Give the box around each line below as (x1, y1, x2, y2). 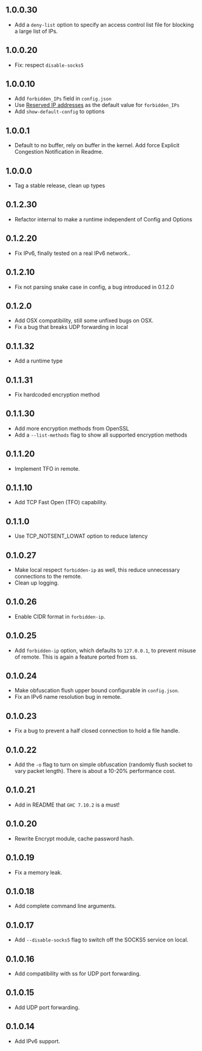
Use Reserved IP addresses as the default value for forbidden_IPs (14, 102, 180, 109)
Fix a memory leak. (14, 869, 62, 876)
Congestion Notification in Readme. (14, 148, 104, 156)
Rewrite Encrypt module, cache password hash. (14, 834, 135, 842)
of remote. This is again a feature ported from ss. (14, 653, 138, 661)
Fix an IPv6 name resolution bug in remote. (14, 693, 122, 701)
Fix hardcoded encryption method (14, 390, 100, 398)
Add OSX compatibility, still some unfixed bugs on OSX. (14, 317, 154, 324)
